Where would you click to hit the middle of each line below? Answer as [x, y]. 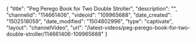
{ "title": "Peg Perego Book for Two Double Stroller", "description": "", [92, 9]
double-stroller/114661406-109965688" [55, 34]
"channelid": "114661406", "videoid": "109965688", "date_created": [89, 15]
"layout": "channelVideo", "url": [45, 27]
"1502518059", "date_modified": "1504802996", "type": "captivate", [90, 21]
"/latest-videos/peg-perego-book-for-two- [137, 27]
